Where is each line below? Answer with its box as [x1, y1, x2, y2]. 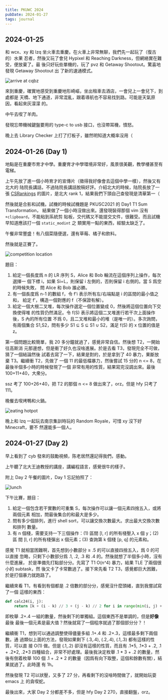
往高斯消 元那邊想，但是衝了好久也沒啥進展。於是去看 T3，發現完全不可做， [5, 345, 162, 351]
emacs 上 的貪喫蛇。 [5, 678, 48, 684]
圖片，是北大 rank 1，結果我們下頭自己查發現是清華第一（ [41, 190, 160, 196]
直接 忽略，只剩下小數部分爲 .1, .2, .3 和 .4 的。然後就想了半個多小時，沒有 [9, 553, 162, 559]
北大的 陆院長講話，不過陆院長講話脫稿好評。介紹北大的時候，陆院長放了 [5, 184, 155, 190]
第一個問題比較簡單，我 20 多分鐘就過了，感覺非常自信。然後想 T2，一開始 [5, 339, 160, 345]
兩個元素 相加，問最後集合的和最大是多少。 [12, 511, 101, 517]
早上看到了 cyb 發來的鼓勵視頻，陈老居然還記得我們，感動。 [5, 453, 129, 459]
